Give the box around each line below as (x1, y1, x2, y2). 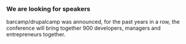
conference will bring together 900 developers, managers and (6, 24, 161, 32)
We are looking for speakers (6, 5, 91, 13)
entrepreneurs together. (6, 31, 66, 38)
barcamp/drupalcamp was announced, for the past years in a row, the (6, 18, 180, 26)
